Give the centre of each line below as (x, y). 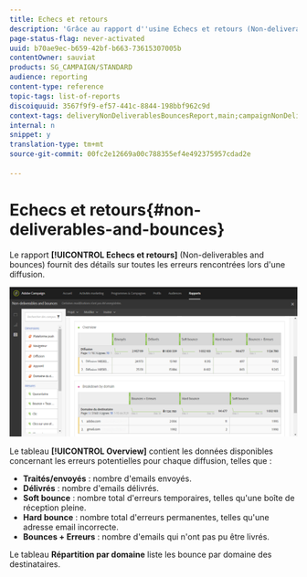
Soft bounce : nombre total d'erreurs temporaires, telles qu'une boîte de (159, 498)
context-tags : (37, 115)
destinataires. (35, 564)
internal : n (32, 125)
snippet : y (30, 135)
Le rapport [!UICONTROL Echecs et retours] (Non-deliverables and (137, 255)
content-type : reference (57, 87)
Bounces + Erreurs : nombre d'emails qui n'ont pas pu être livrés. (146, 537)
